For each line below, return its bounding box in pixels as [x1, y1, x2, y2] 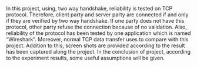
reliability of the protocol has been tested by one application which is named [6, 30, 191, 37]
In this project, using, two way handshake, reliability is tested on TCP [6, 5, 173, 12]
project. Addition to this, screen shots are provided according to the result [6, 42, 185, 49]
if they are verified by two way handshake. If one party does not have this [6, 17, 185, 24]
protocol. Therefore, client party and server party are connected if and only [6, 11, 189, 18]
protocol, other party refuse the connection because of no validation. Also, [6, 23, 187, 30]
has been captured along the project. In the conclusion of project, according [6, 48, 191, 55]
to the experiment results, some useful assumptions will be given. [6, 55, 165, 61]
